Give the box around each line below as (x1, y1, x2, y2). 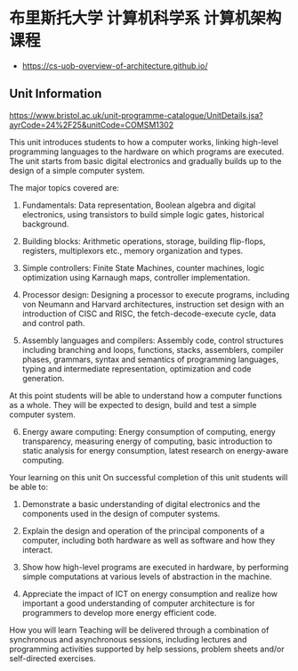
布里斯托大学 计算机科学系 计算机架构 (9, 8, 282, 29)
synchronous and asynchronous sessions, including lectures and (9, 634, 247, 644)
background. (21, 218, 69, 229)
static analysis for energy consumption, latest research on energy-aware (21, 445, 289, 455)
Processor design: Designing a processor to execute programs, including (21, 289, 290, 299)
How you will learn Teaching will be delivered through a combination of (9, 625, 270, 635)
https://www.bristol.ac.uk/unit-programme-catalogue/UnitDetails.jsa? (9, 110, 264, 120)
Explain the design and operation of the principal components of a (21, 525, 265, 536)
